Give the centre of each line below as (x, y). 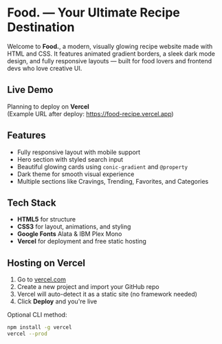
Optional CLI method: (37, 315)
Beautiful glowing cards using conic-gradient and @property (102, 166)
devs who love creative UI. (45, 68)
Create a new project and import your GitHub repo (88, 287)
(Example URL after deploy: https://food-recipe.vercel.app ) (90, 114)
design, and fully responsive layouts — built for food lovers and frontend (110, 61)
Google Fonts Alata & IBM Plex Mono (69, 234)
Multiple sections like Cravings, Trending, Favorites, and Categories (113, 181)
